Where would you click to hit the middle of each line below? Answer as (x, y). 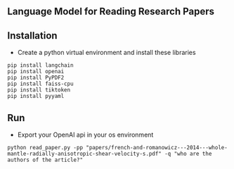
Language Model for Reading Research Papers (111, 12)
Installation (32, 36)
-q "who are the (188, 154)
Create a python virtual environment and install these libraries (106, 53)
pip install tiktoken (39, 90)
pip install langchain (40, 65)
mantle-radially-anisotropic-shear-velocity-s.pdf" (84, 154)
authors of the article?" (45, 160)
